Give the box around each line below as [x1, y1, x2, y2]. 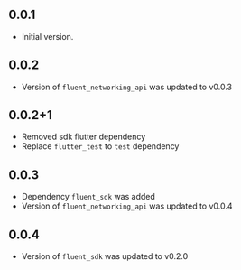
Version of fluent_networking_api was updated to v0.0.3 [21, 81, 232, 92]
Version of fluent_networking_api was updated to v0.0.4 [21, 200, 233, 211]
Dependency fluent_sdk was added [21, 191, 155, 202]
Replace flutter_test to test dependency [21, 141, 180, 152]
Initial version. [21, 31, 74, 42]
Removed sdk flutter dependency [21, 131, 146, 143]
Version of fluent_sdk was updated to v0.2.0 [21, 251, 189, 262]
